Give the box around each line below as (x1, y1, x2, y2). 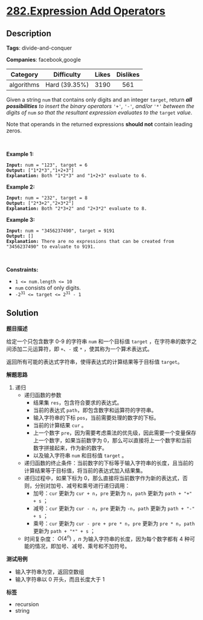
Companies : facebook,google (6, 56, 82, 63)
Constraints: (6, 266, 39, 273)
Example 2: (6, 183, 35, 190)
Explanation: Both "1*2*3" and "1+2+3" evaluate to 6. (6, 173, 147, 179)
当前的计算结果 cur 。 (33, 421, 87, 428)
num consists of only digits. (14, 284, 82, 291)
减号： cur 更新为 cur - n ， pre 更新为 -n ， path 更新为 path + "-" (33, 505, 195, 512)
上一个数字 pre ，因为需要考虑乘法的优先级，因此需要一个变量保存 (33, 429, 196, 436)
